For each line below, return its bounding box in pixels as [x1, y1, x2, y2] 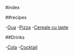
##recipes [5, 14, 27, 20]
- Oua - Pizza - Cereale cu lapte [5, 24, 69, 30]
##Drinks [5, 34, 24, 40]
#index [5, 5, 20, 10]
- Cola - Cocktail [5, 44, 38, 50]
